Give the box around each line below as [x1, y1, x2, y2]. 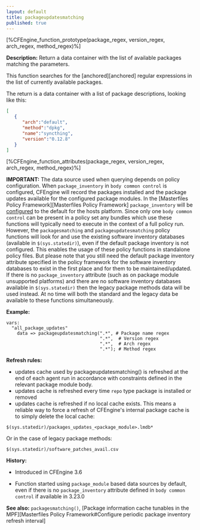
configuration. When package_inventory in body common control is [6, 182, 167, 189]
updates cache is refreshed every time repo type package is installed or [14, 387, 192, 395]
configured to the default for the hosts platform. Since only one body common [6, 208, 192, 215]
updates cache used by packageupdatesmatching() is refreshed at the [14, 368, 189, 375]
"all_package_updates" [11, 325, 68, 331]
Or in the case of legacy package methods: [6, 435, 112, 442]
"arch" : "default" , [21, 119, 68, 126]
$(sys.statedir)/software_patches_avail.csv [6, 447, 119, 453]
